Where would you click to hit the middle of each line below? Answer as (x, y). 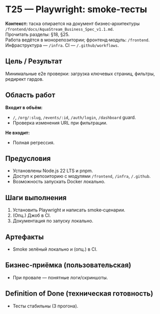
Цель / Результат (34, 62)
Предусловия (28, 159)
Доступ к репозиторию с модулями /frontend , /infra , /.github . (82, 176)
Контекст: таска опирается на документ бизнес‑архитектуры (73, 23)
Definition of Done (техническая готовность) (79, 294)
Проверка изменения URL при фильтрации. (60, 123)
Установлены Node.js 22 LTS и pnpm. (53, 171)
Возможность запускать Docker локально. (59, 182)
